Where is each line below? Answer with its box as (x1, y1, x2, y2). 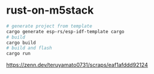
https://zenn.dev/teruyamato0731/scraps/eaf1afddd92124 (6, 62, 148, 69)
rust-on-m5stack (6, 4, 94, 17)
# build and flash (6, 45, 52, 51)
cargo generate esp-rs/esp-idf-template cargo (6, 28, 125, 34)
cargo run (6, 51, 31, 57)
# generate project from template (6, 23, 93, 29)
